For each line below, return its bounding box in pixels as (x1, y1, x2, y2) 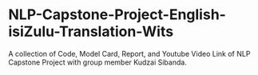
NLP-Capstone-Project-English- (8, 6, 226, 24)
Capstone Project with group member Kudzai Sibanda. (8, 57, 188, 67)
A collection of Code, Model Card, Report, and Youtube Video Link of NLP (8, 49, 251, 58)
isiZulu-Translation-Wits (8, 22, 174, 41)
